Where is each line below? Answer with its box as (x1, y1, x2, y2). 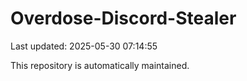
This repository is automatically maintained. (10, 59, 190, 71)
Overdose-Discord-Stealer (10, 7, 237, 30)
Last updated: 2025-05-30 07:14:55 (10, 40, 158, 52)
